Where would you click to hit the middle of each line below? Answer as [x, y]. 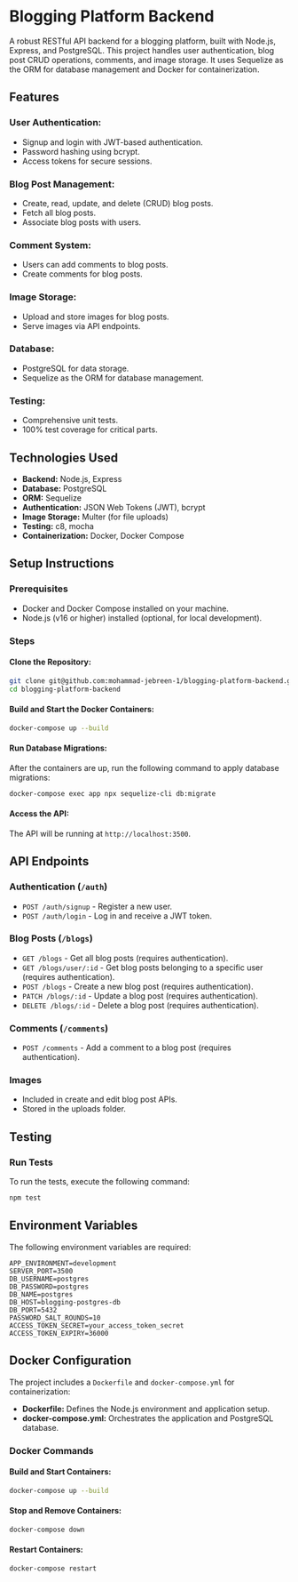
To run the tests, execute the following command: [100, 1182]
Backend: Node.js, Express [72, 478]
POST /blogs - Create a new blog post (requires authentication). [138, 986]
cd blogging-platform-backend [65, 689]
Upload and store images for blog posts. [96, 317]
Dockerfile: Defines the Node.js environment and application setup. [146, 1409]
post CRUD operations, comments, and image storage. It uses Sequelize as [146, 60]
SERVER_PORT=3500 [41, 1271]
